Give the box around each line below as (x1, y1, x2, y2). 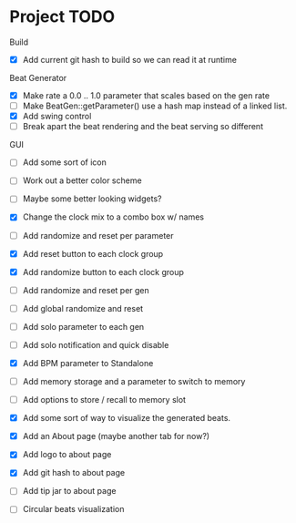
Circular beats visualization (22, 504, 125, 515)
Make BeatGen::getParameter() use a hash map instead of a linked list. (22, 100, 288, 111)
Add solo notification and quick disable (22, 339, 169, 350)
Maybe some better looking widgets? (22, 193, 162, 204)
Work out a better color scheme (22, 175, 143, 186)
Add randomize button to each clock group (22, 266, 185, 277)
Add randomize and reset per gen (22, 284, 150, 295)
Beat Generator (9, 73, 67, 83)
